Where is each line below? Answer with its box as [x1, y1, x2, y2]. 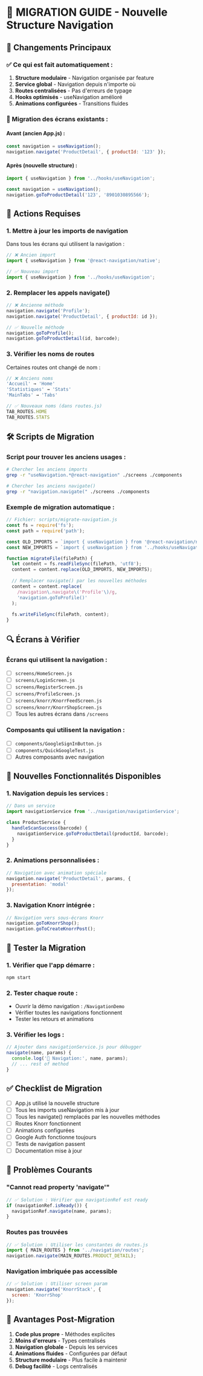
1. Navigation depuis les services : [6, 789, 109, 798]
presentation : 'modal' [11, 881, 69, 887]
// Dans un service [6, 803, 56, 809]
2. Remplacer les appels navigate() [6, 288, 111, 297]
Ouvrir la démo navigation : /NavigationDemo [14, 1003, 125, 1010]
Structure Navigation [6, 18, 114, 32]
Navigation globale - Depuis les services [14, 1343, 118, 1351]
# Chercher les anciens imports [6, 466, 88, 473]
